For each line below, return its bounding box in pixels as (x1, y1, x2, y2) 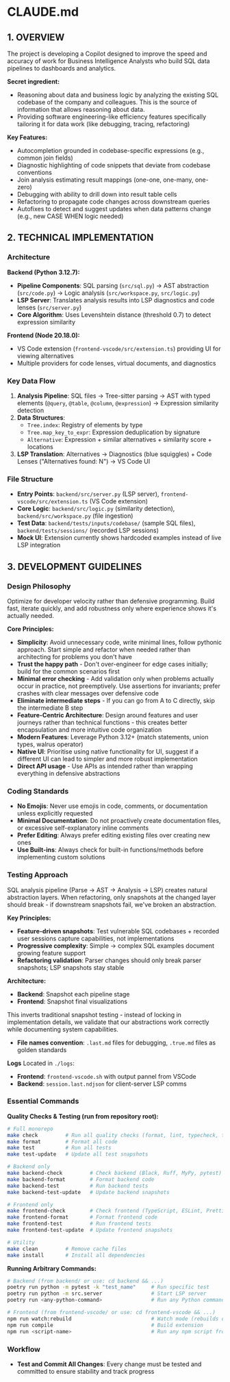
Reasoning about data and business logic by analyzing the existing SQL (16, 91, 219, 99)
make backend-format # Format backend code (7, 1176, 155, 1183)
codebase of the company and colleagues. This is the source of (16, 98, 197, 106)
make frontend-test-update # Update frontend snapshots (7, 1227, 173, 1234)
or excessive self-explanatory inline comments (16, 824, 149, 832)
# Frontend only (7, 1201, 53, 1208)
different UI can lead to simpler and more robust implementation (16, 754, 199, 763)
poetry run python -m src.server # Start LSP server (7, 1290, 207, 1297)
